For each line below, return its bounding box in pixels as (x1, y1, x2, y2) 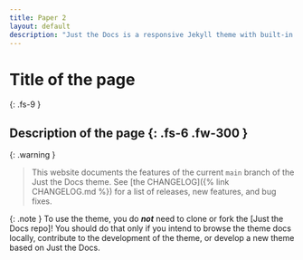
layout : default (9, 22, 71, 31)
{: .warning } (9, 149, 56, 160)
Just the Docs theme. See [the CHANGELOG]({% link (31, 177, 230, 188)
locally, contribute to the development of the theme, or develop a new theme (9, 233, 295, 244)
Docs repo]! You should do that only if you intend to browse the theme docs (9, 223, 292, 234)
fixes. (31, 196, 52, 207)
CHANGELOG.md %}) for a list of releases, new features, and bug (31, 187, 277, 197)
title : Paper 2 (9, 13, 67, 23)
